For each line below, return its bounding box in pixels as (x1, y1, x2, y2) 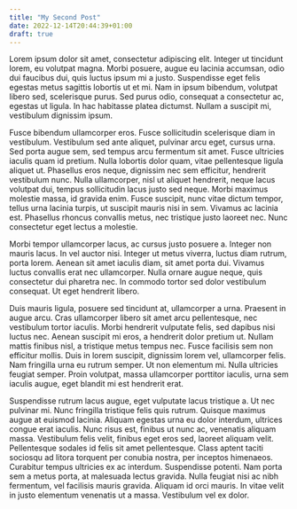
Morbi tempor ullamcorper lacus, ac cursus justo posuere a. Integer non (9, 239, 272, 249)
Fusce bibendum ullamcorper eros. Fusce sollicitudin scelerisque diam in (9, 128, 276, 138)
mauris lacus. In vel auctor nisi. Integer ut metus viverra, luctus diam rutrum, (9, 248, 287, 259)
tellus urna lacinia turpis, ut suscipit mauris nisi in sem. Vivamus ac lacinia (9, 203, 279, 214)
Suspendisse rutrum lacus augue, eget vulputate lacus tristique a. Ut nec (9, 395, 275, 406)
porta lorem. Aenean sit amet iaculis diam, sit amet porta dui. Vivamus (9, 258, 265, 269)
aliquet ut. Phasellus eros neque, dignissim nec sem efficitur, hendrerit (9, 165, 266, 176)
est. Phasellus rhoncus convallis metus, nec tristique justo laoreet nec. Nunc (9, 212, 288, 223)
